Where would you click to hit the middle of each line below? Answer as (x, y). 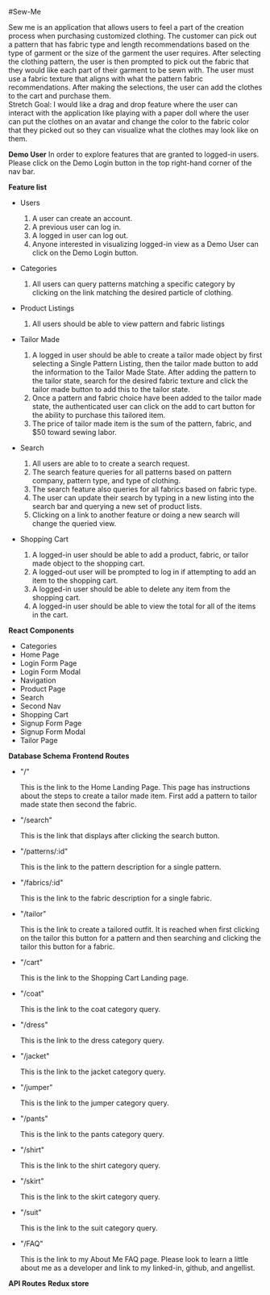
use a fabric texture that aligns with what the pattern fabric (106, 79)
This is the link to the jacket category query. (93, 1072)
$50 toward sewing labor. (74, 432)
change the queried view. (74, 523)
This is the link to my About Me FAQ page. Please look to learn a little (134, 1259)
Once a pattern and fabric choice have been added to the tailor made (147, 398)
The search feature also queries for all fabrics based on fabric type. (144, 489)
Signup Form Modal (53, 732)
